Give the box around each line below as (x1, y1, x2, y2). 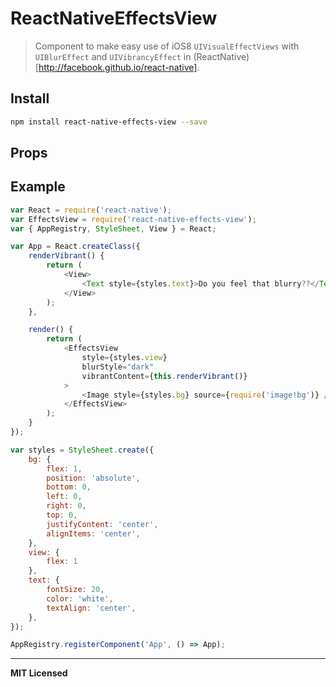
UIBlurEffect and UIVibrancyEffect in (34, 50, 192, 62)
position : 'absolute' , (46, 473, 141, 483)
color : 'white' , (46, 593, 114, 604)
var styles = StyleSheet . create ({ (10, 445, 155, 455)
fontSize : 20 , (46, 585, 105, 595)
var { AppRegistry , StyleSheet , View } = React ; (10, 223, 217, 234)
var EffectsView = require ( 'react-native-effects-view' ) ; (10, 214, 257, 224)
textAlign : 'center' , (46, 603, 137, 613)
